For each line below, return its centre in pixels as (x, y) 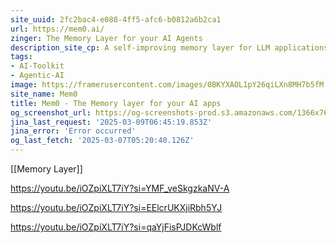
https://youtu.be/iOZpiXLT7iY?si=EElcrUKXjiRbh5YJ (116, 207)
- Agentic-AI (37, 76)
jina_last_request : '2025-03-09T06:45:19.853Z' (111, 122)
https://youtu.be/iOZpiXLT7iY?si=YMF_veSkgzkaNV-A (120, 188)
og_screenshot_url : (51, 112)
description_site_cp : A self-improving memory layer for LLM (140, 47)
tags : (21, 57)
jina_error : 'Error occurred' (73, 131)
